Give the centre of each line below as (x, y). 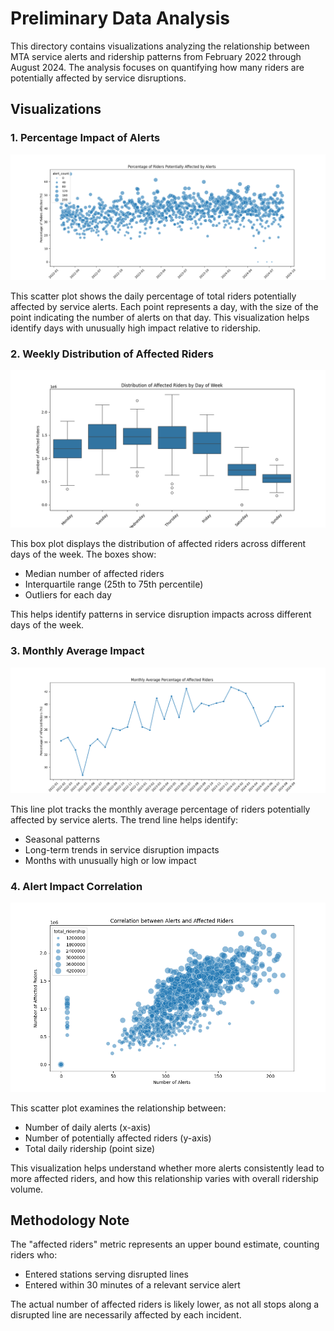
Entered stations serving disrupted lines (106, 1274)
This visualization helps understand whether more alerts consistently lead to (167, 1168)
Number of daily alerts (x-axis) (88, 1127)
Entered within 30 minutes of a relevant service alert (132, 1285)
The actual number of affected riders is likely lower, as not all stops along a (165, 1304)
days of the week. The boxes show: (83, 554)
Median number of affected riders (94, 574)
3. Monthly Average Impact (77, 651)
